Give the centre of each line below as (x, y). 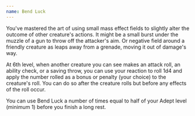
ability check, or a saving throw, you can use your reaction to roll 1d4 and (94, 70)
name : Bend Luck (26, 11)
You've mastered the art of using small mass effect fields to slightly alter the (98, 28)
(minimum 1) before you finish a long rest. (56, 107)
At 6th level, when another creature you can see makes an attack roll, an (93, 64)
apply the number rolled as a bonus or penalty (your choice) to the (86, 77)
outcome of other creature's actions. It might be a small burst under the (92, 34)
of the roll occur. (26, 89)
